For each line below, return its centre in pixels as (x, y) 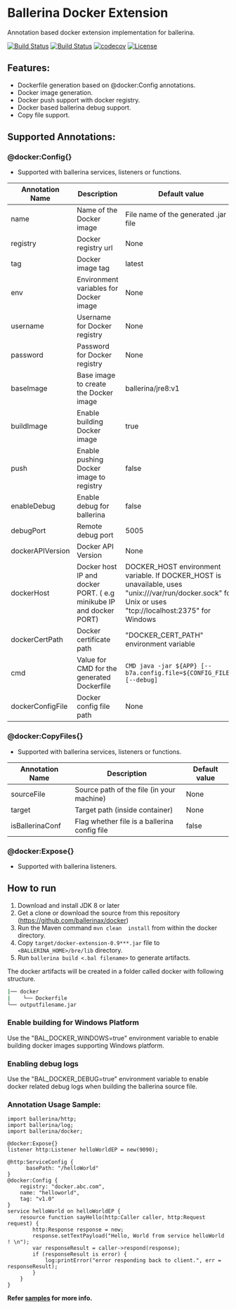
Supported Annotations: (61, 137)
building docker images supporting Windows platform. (86, 1046)
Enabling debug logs (43, 1064)
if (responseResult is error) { (80, 1255)
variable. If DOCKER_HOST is (173, 575)
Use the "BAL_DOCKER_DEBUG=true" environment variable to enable (108, 1079)
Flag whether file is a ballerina (124, 821)
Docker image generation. (55, 92)
